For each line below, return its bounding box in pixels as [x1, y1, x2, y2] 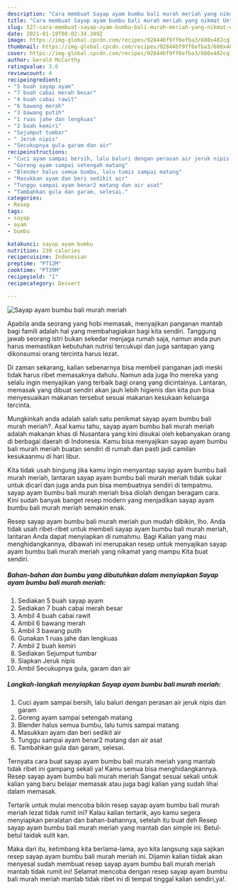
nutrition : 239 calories [7, 247, 81, 254]
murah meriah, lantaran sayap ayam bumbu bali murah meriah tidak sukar [7, 473, 222, 481]
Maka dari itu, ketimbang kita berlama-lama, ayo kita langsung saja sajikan [7, 844, 225, 853]
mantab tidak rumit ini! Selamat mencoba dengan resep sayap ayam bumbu [7, 867, 228, 875]
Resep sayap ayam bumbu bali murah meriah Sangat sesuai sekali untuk [7, 772, 218, 780]
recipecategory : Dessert [7, 280, 81, 287]
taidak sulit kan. [23, 831, 69, 839]
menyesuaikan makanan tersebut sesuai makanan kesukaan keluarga [7, 393, 210, 401]
